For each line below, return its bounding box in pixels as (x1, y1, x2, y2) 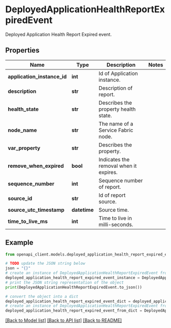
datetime (71, 206, 94, 213)
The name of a (98, 120, 133, 127)
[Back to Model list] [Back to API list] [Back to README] (5, 317, 122, 323)
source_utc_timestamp (8, 206, 65, 213)
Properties (5, 46, 40, 55)
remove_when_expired (8, 162, 64, 169)
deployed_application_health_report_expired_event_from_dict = (5, 308, 142, 313)
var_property (8, 144, 41, 152)
